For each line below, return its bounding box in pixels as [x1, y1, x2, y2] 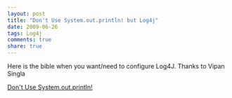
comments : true [7, 36, 52, 43]
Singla [7, 69, 26, 78]
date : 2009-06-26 [7, 23, 58, 30]
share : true [7, 43, 42, 50]
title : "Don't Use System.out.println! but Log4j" [7, 17, 159, 24]
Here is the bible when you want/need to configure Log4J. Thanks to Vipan [7, 62, 225, 70]
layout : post [7, 10, 46, 17]
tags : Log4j [7, 29, 42, 37]
